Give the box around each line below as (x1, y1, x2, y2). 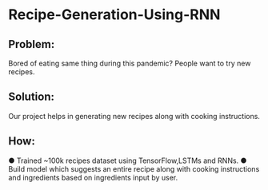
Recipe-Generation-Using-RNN (8, 6, 221, 24)
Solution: (8, 90, 54, 104)
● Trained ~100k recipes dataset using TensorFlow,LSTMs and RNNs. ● (8, 156, 247, 165)
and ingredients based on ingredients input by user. (8, 172, 178, 182)
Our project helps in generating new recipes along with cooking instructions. (8, 111, 260, 121)
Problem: (8, 38, 55, 51)
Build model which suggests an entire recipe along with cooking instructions (8, 164, 260, 173)
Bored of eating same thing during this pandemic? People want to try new (8, 58, 251, 68)
